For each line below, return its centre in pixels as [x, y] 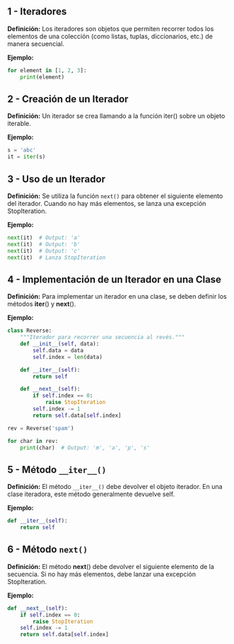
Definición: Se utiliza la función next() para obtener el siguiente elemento [115, 196]
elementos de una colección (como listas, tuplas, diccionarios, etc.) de [110, 36]
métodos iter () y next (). [42, 304]
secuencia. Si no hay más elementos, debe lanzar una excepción [102, 574]
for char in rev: [33, 441]
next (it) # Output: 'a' [44, 237]
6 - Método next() [48, 550]
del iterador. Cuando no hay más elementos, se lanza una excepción [107, 203]
